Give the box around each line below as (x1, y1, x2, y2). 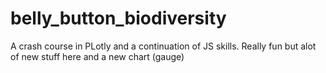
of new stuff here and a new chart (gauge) (10, 50, 185, 62)
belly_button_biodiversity (10, 7, 227, 30)
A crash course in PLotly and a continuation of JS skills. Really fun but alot (10, 40, 317, 52)
